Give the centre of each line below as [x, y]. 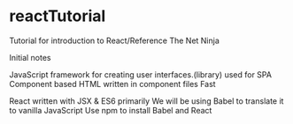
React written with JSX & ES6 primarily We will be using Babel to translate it [146, 101]
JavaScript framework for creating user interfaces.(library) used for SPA [141, 74]
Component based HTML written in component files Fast [112, 84]
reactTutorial [58, 16]
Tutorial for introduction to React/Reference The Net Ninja [114, 40]
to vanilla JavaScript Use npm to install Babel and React [111, 110]
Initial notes [30, 57]
